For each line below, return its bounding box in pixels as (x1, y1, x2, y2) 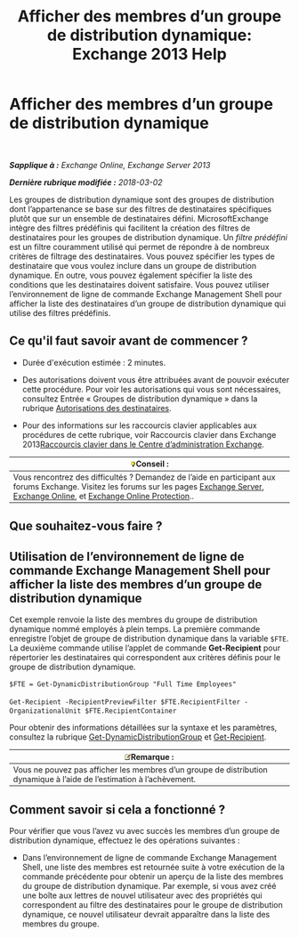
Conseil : (135, 458, 169, 469)
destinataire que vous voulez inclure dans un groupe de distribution (9, 260, 256, 271)
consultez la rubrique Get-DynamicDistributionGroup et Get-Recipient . (9, 732, 267, 742)
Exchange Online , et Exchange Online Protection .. (12, 490, 194, 501)
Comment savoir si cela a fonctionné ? (9, 802, 226, 817)
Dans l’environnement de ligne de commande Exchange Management (21, 853, 278, 863)
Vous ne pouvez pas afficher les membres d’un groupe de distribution (12, 764, 269, 775)
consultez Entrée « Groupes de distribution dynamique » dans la (21, 393, 258, 404)
